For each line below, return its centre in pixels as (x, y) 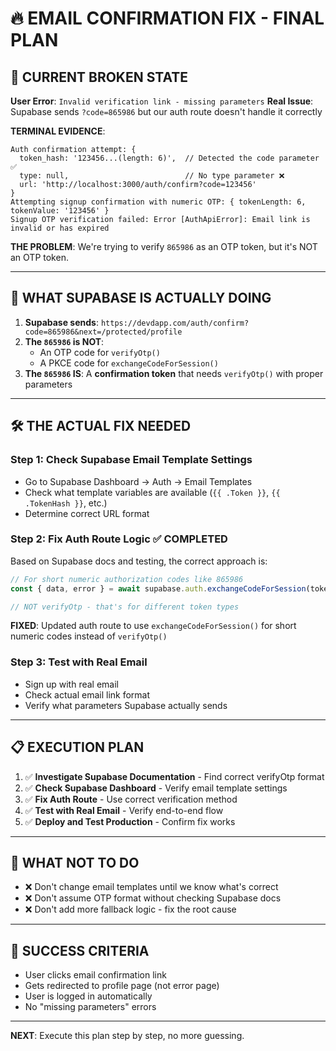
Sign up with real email (71, 684)
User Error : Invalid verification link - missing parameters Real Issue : (162, 101)
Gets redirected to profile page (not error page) (122, 986)
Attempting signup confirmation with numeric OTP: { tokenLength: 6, (158, 202)
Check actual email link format (87, 694)
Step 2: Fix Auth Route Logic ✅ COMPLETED (119, 539)
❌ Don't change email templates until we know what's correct (151, 887)
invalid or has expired (60, 228)
